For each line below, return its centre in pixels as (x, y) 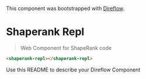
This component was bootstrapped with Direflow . (65, 8)
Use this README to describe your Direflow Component (73, 70)
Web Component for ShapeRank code (66, 48)
